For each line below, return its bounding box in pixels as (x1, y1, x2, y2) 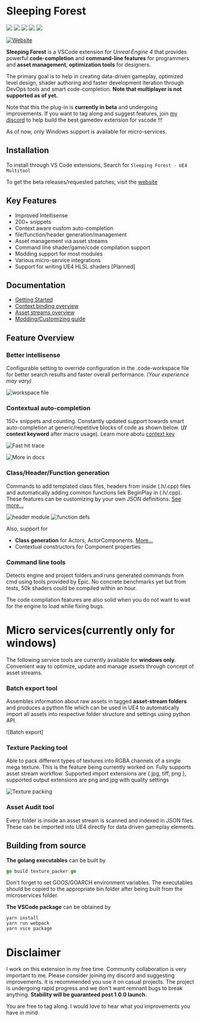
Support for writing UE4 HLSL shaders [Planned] (14, 263, 136, 270)
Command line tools (6, 558, 66, 566)
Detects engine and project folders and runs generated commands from (6, 572, 184, 579)
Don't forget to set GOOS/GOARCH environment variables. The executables (6, 879, 193, 886)
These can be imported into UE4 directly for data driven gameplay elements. (6, 823, 196, 830)
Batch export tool (6, 684, 58, 692)
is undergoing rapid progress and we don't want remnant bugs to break (6, 985, 183, 992)
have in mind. (6, 1009, 40, 1016)
